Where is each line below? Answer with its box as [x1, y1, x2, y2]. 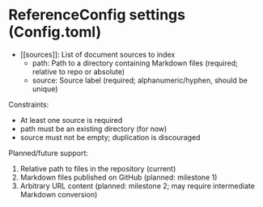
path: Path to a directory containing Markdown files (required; [32, 58, 239, 68]
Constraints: [8, 99, 49, 109]
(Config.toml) [8, 23, 102, 41]
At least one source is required [19, 115, 123, 125]
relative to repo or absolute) [32, 66, 125, 76]
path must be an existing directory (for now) [19, 124, 168, 133]
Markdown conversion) [19, 189, 98, 199]
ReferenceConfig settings [8, 6, 186, 24]
